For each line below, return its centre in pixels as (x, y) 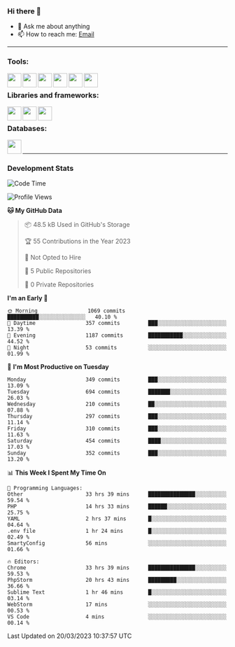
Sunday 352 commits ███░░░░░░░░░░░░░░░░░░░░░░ (117, 453)
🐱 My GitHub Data (35, 211)
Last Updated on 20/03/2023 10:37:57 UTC (70, 636)
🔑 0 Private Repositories (59, 285)
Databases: (27, 128)
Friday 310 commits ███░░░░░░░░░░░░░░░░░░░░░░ (117, 429)
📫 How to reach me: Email (56, 34)
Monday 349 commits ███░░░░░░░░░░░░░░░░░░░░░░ (117, 380)
